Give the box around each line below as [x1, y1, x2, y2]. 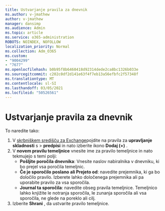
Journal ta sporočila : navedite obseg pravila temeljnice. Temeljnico [19, 185, 158, 191]
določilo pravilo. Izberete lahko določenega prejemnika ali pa [19, 174, 144, 180]
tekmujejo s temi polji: [12, 153, 57, 159]
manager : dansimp [5, 21, 41, 26]
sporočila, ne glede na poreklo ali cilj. [19, 195, 96, 201]
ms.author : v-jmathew [5, 12, 50, 17]
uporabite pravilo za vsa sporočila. [19, 179, 91, 186]
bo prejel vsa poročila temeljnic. [19, 164, 85, 170]
